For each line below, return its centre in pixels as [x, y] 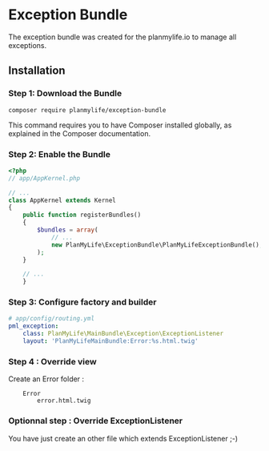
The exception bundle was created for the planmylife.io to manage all [122, 37]
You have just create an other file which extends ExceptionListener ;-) [123, 438]
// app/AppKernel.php [44, 178]
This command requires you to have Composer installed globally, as [120, 125]
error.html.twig [64, 401]
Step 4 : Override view [53, 361]
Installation [37, 71]
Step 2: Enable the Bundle [59, 154]
